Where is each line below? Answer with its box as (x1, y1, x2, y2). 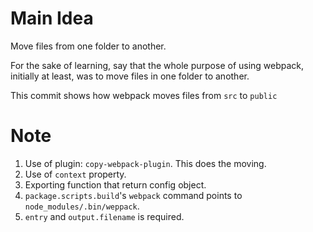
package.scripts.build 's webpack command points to (24, 189, 243, 201)
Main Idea (10, 7, 94, 30)
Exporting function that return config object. (24, 178, 207, 191)
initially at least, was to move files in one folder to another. (10, 70, 250, 82)
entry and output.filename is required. (24, 210, 185, 222)
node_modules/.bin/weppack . (24, 200, 140, 212)
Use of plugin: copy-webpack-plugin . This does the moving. (24, 157, 267, 169)
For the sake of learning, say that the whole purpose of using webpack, (10, 59, 305, 71)
